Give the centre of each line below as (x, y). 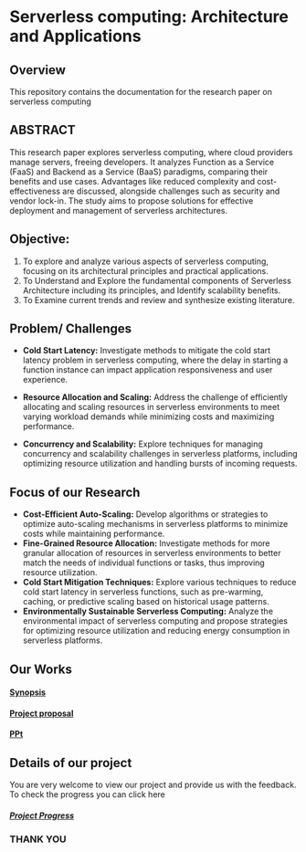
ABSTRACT (42, 130)
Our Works (41, 669)
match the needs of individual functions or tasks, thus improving (143, 563)
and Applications (75, 36)
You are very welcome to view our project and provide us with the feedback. (153, 785)
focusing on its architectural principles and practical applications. (146, 270)
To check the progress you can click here (88, 794)
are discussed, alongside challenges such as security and (171, 191)
